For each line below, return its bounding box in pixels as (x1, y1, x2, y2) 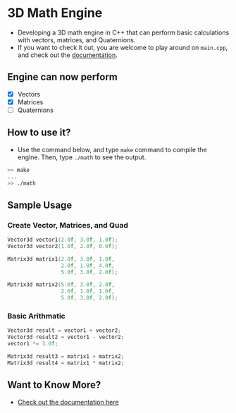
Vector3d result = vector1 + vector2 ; (7, 327, 121, 334)
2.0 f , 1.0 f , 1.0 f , (61, 288, 115, 295)
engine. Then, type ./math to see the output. (17, 153, 147, 161)
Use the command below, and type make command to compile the (17, 145, 207, 154)
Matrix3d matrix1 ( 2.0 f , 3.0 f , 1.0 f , (7, 255, 115, 262)
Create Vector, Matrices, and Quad (7, 220, 128, 230)
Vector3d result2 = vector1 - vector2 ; (7, 333, 125, 341)
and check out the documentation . (17, 51, 118, 59)
